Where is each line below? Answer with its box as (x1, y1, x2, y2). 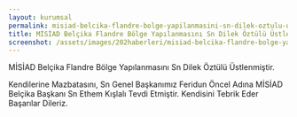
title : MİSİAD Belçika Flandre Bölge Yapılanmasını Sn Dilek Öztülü (8, 29, 267, 38)
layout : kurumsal (8, 12, 73, 22)
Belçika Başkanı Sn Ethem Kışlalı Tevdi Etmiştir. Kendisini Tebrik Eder (8, 89, 259, 99)
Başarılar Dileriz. (8, 98, 68, 109)
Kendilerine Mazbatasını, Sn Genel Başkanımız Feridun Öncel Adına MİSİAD (8, 79, 284, 90)
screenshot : (8, 37, 52, 47)
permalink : (8, 21, 49, 30)
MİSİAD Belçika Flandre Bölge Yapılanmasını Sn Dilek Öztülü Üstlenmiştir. (8, 62, 276, 73)
